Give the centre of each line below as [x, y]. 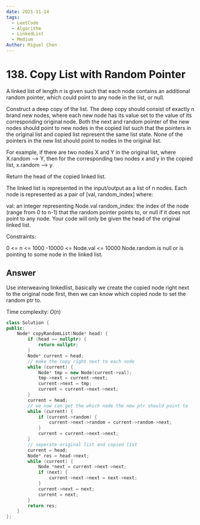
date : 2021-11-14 [28, 12]
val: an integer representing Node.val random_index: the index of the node [98, 206]
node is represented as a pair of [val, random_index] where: [80, 194]
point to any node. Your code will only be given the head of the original [93, 218]
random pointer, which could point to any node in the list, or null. [85, 97]
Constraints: [21, 236]
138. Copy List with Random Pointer [96, 75]
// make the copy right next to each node [81, 362]
